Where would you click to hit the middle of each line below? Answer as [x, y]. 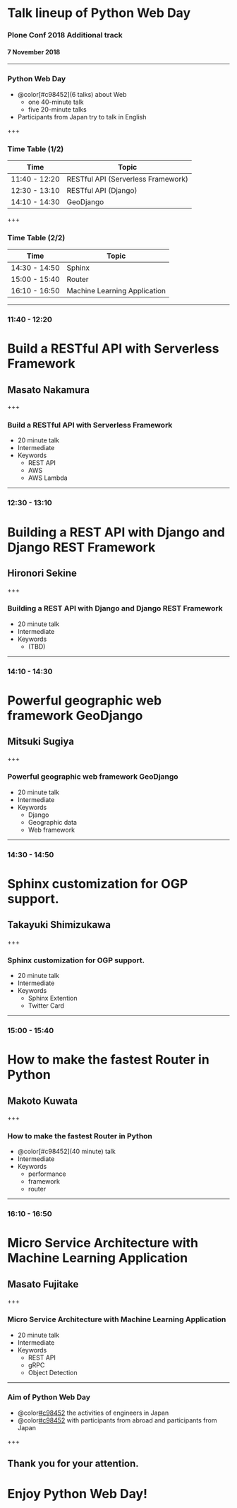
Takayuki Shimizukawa [59, 925]
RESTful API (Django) [102, 190]
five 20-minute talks [57, 109]
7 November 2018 [34, 52]
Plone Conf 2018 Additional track [65, 35]
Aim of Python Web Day [49, 1397]
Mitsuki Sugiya [41, 742]
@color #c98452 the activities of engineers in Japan [93, 1413]
